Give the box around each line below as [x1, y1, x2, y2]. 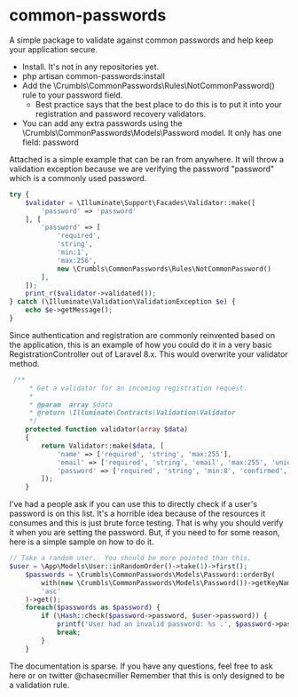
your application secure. [9, 44, 98, 54]
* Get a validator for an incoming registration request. [28, 384, 248, 392]
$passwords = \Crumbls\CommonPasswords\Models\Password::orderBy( [25, 570, 276, 579]
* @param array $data [28, 400, 114, 409]
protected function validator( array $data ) [25, 425, 189, 434]
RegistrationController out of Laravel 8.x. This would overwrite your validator [9, 348, 288, 360]
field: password [21, 137, 80, 147]
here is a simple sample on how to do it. [9, 536, 154, 547]
